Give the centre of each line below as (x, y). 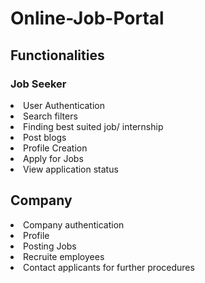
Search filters (50, 116)
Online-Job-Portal (87, 18)
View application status (71, 169)
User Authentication (64, 105)
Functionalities (57, 55)
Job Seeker (38, 84)
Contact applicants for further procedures (109, 267)
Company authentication (74, 224)
